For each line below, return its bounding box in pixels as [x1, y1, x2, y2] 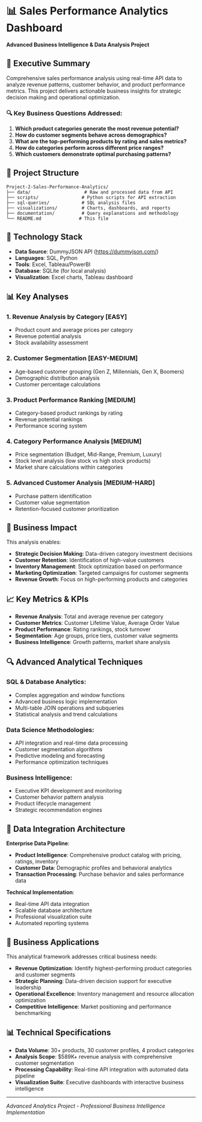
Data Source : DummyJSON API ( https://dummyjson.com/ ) [14, 247, 159, 255]
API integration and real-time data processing [14, 739, 128, 746]
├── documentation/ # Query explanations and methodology [6, 210, 179, 216]
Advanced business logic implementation [14, 698, 117, 705]
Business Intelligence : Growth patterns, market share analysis [14, 639, 170, 646]
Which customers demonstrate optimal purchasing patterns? [14, 150, 171, 158]
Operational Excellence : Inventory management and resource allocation [14, 990, 194, 997]
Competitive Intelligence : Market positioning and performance [14, 1003, 171, 1011]
